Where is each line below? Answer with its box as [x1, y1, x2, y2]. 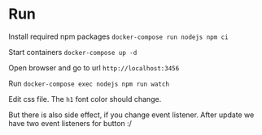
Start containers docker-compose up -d [8, 47, 138, 57]
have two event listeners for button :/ [8, 118, 133, 128]
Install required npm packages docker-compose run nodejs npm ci [8, 32, 229, 41]
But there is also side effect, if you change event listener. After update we [8, 110, 255, 120]
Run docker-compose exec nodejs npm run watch [8, 78, 169, 88]
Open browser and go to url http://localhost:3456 [8, 62, 180, 73]
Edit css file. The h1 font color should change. [8, 94, 162, 103]
